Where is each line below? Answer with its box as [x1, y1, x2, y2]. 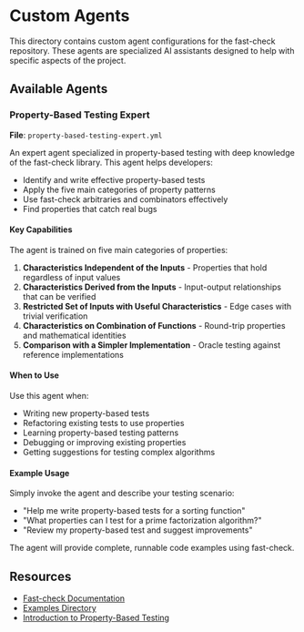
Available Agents [9, 81, 108, 97]
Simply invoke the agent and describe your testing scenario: [9, 488, 235, 499]
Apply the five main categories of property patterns [22, 184, 216, 195]
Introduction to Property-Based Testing [22, 612, 170, 624]
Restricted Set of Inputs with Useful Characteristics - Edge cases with [22, 301, 292, 311]
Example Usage [9, 467, 70, 478]
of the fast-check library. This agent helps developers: [9, 157, 214, 168]
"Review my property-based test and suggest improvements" [22, 525, 253, 535]
